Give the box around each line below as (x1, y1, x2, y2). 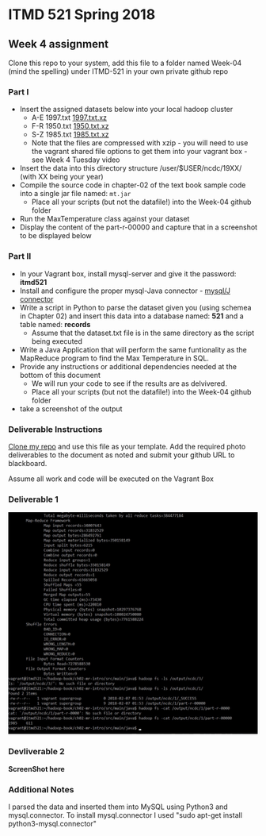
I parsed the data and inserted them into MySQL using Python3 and (8, 802, 228, 811)
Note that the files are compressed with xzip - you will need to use (31, 138, 249, 148)
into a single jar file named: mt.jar (19, 189, 131, 198)
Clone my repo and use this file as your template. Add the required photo (8, 441, 246, 451)
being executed (31, 336, 83, 346)
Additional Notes (8, 784, 74, 795)
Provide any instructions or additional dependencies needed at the (19, 361, 237, 371)
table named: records (19, 319, 91, 329)
